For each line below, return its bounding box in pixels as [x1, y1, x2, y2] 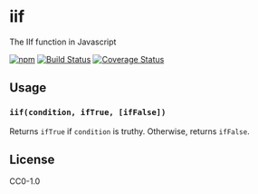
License [9, 152, 55, 168]
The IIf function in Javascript [9, 36, 117, 47]
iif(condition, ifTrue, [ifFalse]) [9, 107, 167, 118]
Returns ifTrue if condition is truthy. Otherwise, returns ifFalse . [9, 125, 251, 137]
